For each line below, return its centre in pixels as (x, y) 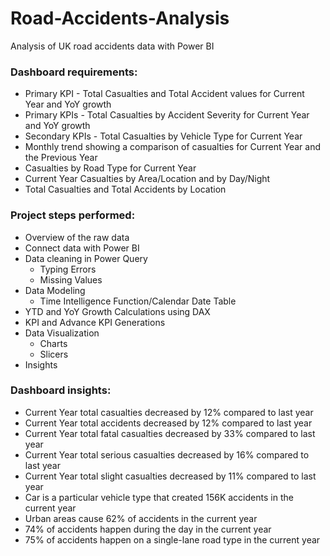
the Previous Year (61, 158)
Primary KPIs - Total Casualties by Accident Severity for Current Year (167, 115)
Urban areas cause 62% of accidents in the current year (141, 518)
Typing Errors (68, 269)
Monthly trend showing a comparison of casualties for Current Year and (173, 147)
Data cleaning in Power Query (86, 258)
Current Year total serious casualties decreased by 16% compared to (167, 454)
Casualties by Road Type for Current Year (110, 168)
